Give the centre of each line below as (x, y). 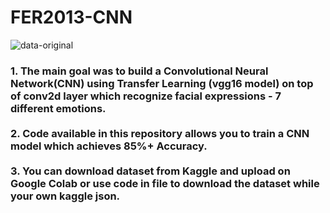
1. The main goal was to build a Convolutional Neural (139, 71)
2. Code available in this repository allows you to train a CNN (160, 133)
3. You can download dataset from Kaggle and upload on (150, 171)
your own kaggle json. (65, 196)
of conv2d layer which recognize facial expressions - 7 (146, 96)
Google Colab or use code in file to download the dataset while (165, 183)
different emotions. (58, 108)
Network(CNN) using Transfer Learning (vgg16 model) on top (162, 83)
